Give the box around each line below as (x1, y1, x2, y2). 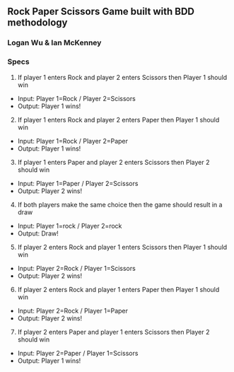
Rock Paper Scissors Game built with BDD (7, 6, 195, 18)
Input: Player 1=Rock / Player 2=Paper (17, 136, 129, 145)
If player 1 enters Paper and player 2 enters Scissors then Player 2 (17, 158, 210, 166)
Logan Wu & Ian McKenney (7, 38, 102, 48)
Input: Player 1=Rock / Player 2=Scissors (17, 94, 136, 103)
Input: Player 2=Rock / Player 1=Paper (17, 306, 129, 315)
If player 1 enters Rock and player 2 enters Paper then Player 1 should (17, 115, 220, 124)
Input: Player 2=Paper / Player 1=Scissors (17, 349, 139, 357)
